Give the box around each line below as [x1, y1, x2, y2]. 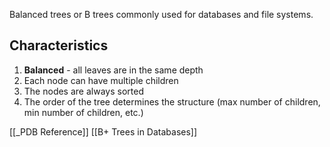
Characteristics [9, 37, 109, 54]
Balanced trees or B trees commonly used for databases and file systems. [9, 9, 314, 20]
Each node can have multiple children [23, 74, 179, 86]
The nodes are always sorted [23, 85, 144, 97]
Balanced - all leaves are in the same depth [23, 64, 204, 76]
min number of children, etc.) [23, 106, 144, 118]
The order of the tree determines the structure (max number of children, [23, 95, 321, 108]
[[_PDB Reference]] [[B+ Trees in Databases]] [9, 125, 198, 138]
